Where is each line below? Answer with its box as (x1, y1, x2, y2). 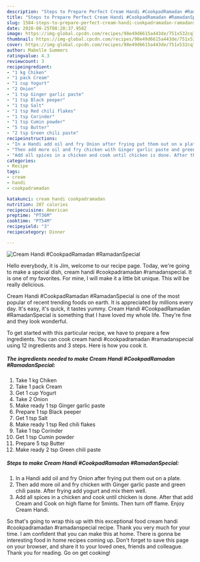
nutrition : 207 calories (7, 201, 68, 208)
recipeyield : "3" (7, 224, 50, 230)
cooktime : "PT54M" (7, 218, 52, 224)
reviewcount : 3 (7, 58, 45, 64)
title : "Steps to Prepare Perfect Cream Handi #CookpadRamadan (7, 14, 167, 20)
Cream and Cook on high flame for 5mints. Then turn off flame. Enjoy (15, 500, 185, 507)
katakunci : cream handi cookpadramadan (7, 196, 106, 202)
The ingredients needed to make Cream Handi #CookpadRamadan (7, 355, 175, 363)
